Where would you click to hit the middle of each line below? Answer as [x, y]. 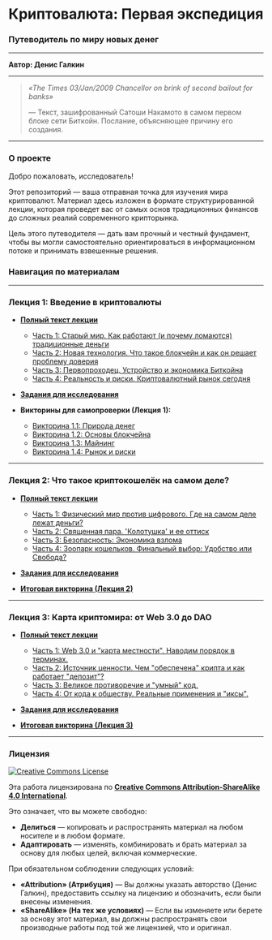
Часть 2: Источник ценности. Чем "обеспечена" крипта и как [138, 667]
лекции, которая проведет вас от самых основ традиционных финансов [134, 209]
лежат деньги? [57, 522]
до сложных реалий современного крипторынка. [94, 218]
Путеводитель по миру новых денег [84, 40]
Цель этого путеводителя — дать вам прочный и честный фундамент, [129, 233]
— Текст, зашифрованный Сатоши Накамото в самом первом [135, 112]
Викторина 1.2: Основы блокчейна [91, 434]
